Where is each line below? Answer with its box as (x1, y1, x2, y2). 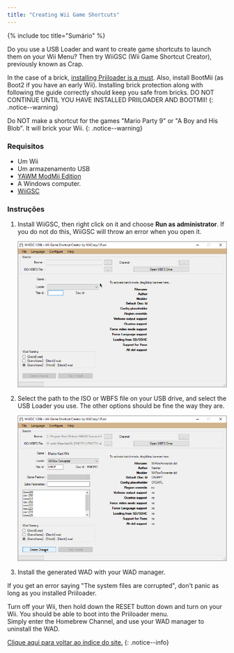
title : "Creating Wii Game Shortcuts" (7, 11, 120, 18)
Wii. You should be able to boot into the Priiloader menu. (7, 610, 169, 618)
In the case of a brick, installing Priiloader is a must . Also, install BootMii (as (7, 73, 224, 82)
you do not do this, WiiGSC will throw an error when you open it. (17, 228, 202, 236)
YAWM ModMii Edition (17, 172, 81, 180)
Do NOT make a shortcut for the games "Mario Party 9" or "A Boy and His (7, 116, 218, 125)
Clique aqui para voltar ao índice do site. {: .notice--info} (7, 638, 169, 647)
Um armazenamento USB (17, 164, 91, 173)
